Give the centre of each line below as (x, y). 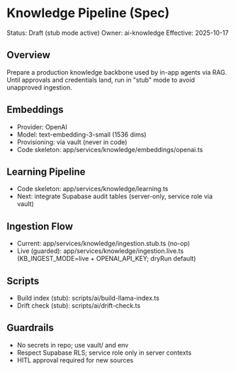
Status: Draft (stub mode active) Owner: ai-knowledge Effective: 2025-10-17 (118, 33)
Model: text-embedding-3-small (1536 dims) (82, 134)
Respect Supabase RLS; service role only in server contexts (104, 353)
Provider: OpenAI (42, 127)
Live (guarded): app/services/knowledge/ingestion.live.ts (100, 251)
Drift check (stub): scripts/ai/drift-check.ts (79, 306)
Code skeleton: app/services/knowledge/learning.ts (92, 189)
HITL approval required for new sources (75, 360)
